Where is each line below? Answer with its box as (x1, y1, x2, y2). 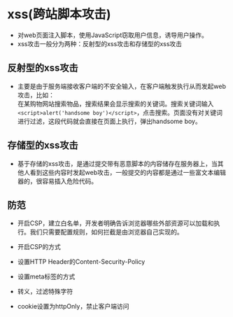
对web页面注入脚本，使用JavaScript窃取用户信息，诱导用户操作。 (17, 31, 208, 39)
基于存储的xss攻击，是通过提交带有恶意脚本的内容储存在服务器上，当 (17, 159, 218, 168)
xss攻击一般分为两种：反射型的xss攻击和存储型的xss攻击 (17, 39, 183, 48)
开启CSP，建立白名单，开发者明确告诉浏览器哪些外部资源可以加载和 (17, 219, 214, 227)
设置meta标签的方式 (17, 272, 76, 281)
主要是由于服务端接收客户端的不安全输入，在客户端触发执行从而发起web (17, 82, 226, 90)
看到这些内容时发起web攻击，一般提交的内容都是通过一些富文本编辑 (29, 168, 226, 176)
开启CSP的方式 (17, 243, 61, 251)
